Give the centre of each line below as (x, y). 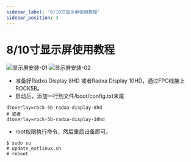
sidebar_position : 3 (33, 18)
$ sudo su (19, 143)
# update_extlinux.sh (34, 149)
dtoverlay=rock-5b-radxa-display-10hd (56, 120)
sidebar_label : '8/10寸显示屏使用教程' (53, 12)
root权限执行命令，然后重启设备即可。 (63, 131)
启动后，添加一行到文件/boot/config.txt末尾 (70, 96)
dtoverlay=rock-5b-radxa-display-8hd (54, 108)
